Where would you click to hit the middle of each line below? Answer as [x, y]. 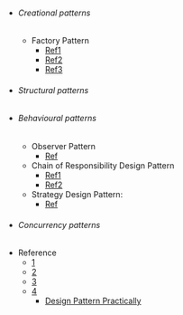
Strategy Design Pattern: [77, 195]
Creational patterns [54, 13]
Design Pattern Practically [93, 301]
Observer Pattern [64, 147]
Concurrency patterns [59, 224]
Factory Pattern [60, 41]
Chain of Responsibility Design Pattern [103, 166]
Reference [37, 253]
